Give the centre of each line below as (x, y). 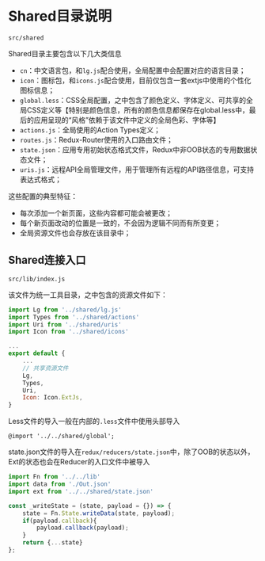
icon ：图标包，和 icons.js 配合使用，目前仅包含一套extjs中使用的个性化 (135, 80)
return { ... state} (53, 543)
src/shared (26, 38)
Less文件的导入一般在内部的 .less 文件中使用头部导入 (94, 422)
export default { (37, 353)
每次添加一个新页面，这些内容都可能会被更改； (96, 213)
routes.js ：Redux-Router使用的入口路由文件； (97, 139)
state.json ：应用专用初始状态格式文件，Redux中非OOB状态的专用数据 (135, 149)
